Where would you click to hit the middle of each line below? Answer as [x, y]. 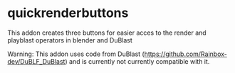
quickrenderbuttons [68, 13]
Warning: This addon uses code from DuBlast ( [76, 54]
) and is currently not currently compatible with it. [137, 61]
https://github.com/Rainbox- [186, 54]
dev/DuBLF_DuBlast [36, 61]
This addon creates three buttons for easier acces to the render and [107, 33]
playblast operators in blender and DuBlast [70, 40]
